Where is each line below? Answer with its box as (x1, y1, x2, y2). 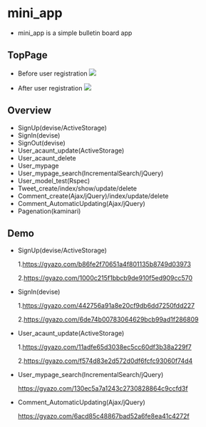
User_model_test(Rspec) (17, 176, 91, 185)
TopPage (7, 49, 48, 61)
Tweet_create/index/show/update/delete (17, 184, 138, 192)
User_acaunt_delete (17, 153, 76, 162)
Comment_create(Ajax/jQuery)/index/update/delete (17, 191, 169, 200)
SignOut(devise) (17, 138, 66, 147)
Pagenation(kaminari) (17, 207, 81, 215)
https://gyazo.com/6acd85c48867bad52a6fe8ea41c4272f (17, 412, 190, 421)
